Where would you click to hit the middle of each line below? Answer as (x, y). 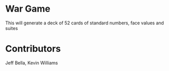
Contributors (33, 49)
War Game (28, 9)
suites (12, 28)
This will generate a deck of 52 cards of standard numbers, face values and (85, 23)
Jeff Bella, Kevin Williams (32, 63)
